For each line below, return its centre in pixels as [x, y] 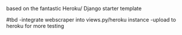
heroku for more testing [35, 26]
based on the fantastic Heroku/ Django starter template [74, 8]
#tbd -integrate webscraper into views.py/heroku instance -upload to [91, 20]
